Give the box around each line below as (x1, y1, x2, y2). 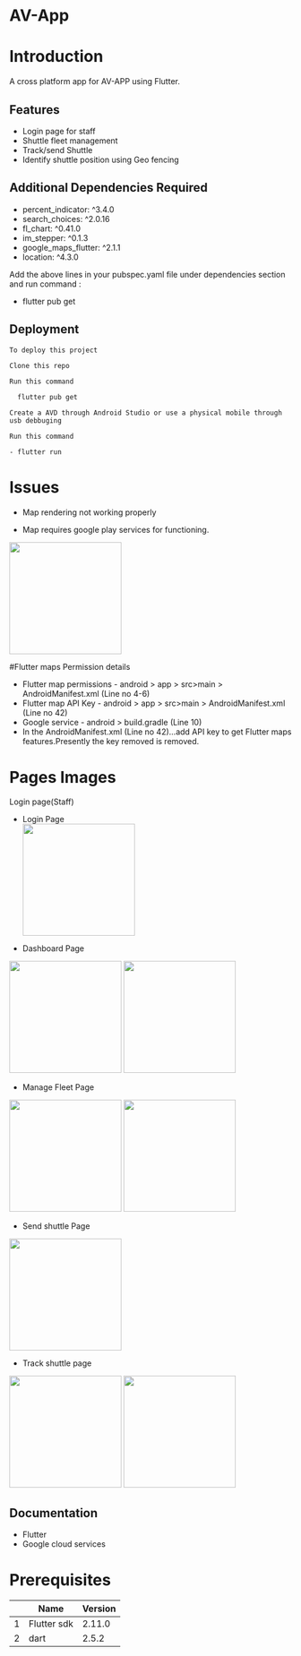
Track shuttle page (21, 1358, 92, 1369)
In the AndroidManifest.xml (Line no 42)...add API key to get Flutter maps (21, 726, 292, 737)
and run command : (9, 279, 82, 289)
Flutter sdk (28, 1617, 74, 1630)
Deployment (9, 322, 80, 337)
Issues (9, 476, 60, 497)
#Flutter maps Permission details (9, 661, 131, 672)
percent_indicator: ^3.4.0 (21, 203, 115, 215)
